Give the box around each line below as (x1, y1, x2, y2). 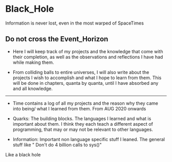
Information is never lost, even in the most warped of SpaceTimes (5, 20, 144, 26)
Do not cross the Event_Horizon (5, 35, 109, 43)
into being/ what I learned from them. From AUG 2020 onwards (12, 105, 146, 111)
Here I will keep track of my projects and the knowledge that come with (12, 48, 163, 54)
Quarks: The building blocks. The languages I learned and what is (12, 115, 152, 122)
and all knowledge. (12, 85, 53, 91)
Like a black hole (5, 151, 41, 157)
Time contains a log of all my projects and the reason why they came (12, 100, 159, 106)
